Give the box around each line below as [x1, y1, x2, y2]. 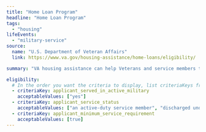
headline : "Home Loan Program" [6, 15, 86, 21]
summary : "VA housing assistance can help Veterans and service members [6, 65, 196, 71]
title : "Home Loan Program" [6, 9, 78, 15]
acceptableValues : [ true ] [17, 116, 84, 122]
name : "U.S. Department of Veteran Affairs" [12, 49, 128, 55]
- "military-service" [12, 37, 67, 43]
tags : [6, 20, 20, 26]
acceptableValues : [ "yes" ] [17, 94, 86, 100]
